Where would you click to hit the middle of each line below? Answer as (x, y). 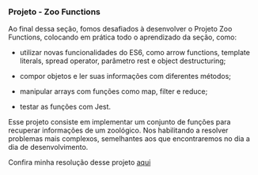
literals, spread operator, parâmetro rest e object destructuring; (123, 61)
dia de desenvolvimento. (48, 147)
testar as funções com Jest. (65, 107)
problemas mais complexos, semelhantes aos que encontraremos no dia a (129, 139)
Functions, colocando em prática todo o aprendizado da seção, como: (123, 37)
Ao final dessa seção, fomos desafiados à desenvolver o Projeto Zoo (120, 29)
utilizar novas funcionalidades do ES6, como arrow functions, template (135, 53)
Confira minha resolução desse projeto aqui (80, 162)
